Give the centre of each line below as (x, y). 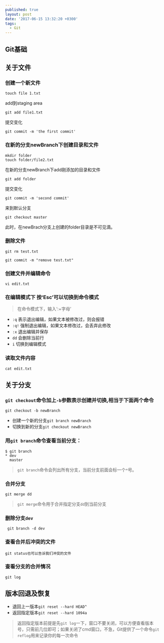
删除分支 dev (19, 518)
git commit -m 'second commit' (37, 198)
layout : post (18, 14)
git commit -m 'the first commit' (41, 132)
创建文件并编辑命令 (28, 273)
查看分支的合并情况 (28, 567)
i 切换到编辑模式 (29, 344)
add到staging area (24, 103)
